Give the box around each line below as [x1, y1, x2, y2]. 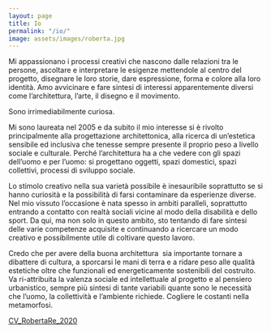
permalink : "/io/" [8, 27, 71, 35]
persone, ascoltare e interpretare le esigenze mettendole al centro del [8, 66, 242, 75]
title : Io [8, 19, 42, 28]
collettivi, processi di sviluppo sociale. [8, 165, 135, 175]
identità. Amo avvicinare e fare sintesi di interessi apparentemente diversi [8, 83, 254, 92]
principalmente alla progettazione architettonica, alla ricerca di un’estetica [8, 131, 256, 141]
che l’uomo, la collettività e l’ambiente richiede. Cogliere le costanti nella [8, 292, 250, 301]
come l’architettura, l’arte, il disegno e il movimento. [8, 91, 181, 101]
